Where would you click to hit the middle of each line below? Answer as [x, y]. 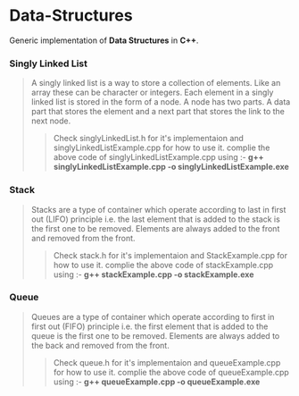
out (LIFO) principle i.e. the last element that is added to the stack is [156, 219]
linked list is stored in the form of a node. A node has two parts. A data [161, 102]
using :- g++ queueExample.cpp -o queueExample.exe [157, 382]
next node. [51, 121]
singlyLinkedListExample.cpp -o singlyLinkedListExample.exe [171, 167]
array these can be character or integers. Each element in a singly [152, 93]
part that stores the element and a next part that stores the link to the [158, 112]
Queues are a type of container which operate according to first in [153, 316]
